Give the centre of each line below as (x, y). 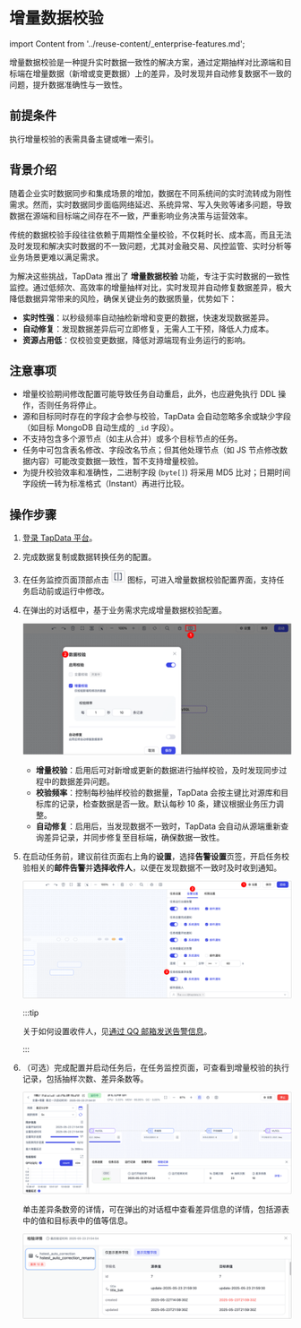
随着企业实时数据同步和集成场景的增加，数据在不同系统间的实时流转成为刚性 (150, 193)
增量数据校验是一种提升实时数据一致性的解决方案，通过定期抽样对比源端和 (146, 62)
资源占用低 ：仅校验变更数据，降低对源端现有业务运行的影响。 (136, 340)
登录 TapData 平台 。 (60, 538)
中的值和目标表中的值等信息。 (77, 1220)
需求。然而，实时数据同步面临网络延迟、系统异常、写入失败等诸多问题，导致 (150, 204)
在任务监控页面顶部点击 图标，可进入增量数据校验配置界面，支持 (149, 580)
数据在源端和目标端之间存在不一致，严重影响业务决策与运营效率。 (131, 215)
